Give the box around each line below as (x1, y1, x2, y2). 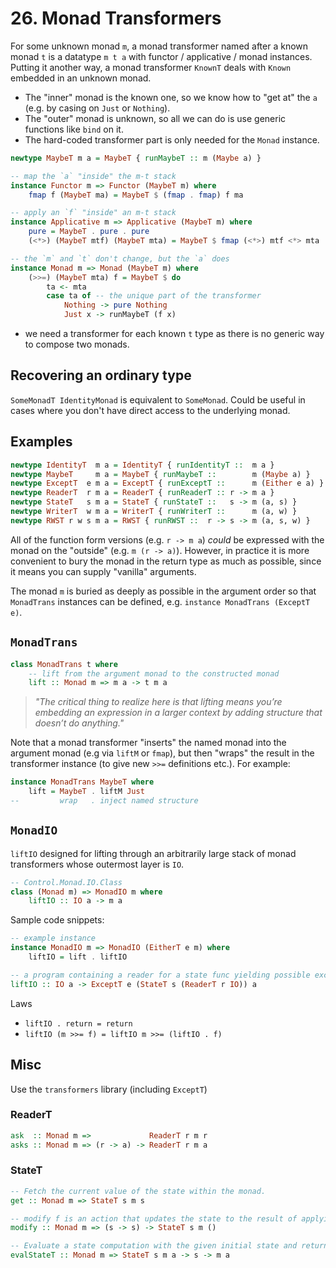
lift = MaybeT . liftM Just (28, 787, 145, 797)
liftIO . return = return (24, 1018, 133, 1029)
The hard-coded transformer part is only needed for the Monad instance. (24, 133, 320, 146)
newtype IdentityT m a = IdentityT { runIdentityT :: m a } (10, 460, 275, 470)
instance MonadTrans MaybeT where (10, 777, 155, 787)
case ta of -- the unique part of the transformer (46, 291, 262, 301)
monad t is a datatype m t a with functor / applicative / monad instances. (10, 50, 313, 62)
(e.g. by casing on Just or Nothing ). (24, 102, 171, 114)
